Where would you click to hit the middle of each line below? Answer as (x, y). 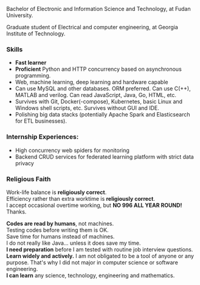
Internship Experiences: (43, 137)
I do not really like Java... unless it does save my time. (74, 243)
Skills (15, 49)
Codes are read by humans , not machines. (60, 223)
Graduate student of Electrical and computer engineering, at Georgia (92, 27)
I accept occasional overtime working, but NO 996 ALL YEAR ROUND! (94, 205)
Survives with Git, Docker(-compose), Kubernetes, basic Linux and (99, 102)
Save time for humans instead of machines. (60, 236)
